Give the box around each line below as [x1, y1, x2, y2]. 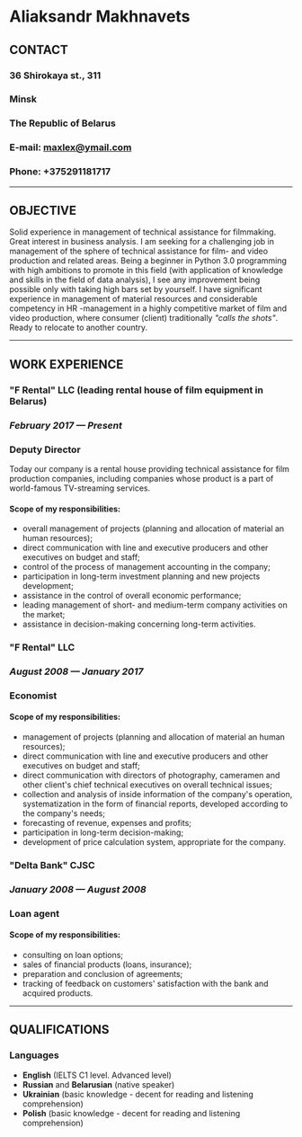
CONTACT [9, 42, 69, 58]
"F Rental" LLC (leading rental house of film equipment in [9, 384, 263, 396]
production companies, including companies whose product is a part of [9, 473, 274, 484]
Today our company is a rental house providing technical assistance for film [9, 463, 290, 474]
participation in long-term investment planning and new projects [22, 571, 261, 582]
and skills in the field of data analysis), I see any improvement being [9, 274, 261, 285]
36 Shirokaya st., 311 [9, 69, 102, 82]
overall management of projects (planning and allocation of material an [22, 523, 285, 534]
